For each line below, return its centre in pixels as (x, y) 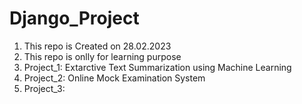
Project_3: (44, 88)
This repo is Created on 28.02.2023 (97, 46)
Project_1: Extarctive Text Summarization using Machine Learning (157, 67)
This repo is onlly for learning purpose (102, 56)
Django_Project (74, 18)
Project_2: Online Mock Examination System (114, 78)
